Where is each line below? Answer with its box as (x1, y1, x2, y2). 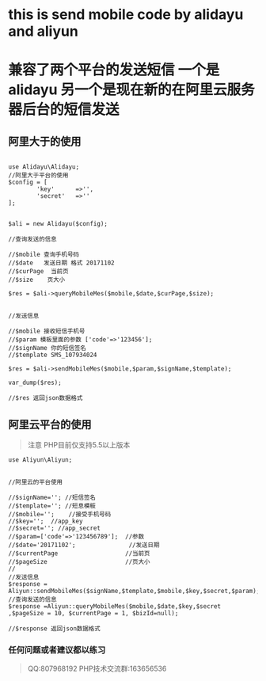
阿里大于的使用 (8, 135, 82, 148)
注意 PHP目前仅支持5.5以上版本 (27, 440, 131, 449)
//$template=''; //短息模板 (8, 502, 97, 510)
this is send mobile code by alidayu (8, 6, 244, 24)
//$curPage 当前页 (8, 268, 69, 276)
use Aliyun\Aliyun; (8, 456, 73, 464)
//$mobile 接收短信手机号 (8, 327, 85, 336)
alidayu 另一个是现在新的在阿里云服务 (8, 81, 255, 99)
